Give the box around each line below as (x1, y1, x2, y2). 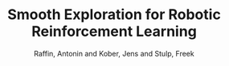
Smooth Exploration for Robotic (6, 6, 222, 24)
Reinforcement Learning (31, 22, 198, 41)
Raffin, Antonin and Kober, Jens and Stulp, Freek (34, 49, 194, 58)
